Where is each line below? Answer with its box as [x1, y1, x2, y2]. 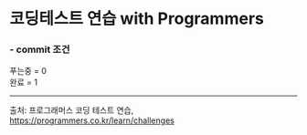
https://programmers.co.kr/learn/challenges [9, 115, 175, 126]
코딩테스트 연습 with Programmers [9, 8, 265, 29]
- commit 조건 [9, 43, 70, 56]
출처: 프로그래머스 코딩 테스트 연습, [9, 105, 134, 116]
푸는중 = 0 [9, 66, 48, 77]
